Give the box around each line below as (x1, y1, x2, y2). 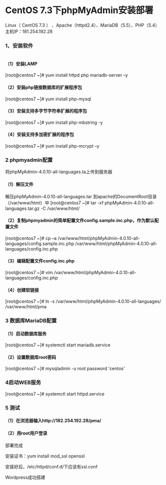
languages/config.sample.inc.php (5, 240, 74, 247)
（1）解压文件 (5, 181, 34, 187)
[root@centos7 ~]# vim (5, 269, 53, 275)
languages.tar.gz (5, 205, 40, 211)
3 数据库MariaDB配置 (5, 317, 57, 324)
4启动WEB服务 (5, 379, 41, 386)
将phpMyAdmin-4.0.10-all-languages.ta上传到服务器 (5, 169, 112, 175)
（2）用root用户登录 (5, 430, 47, 436)
